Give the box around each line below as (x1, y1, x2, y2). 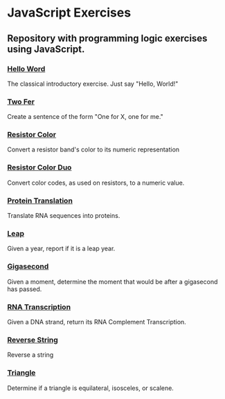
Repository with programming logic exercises (7, 33, 208, 44)
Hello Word (7, 64, 46, 73)
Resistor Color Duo (7, 163, 72, 172)
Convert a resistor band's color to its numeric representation (7, 145, 180, 154)
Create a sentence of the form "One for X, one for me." (7, 113, 164, 121)
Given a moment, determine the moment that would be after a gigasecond (7, 277, 218, 286)
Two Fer (7, 97, 35, 106)
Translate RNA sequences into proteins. (7, 212, 120, 220)
